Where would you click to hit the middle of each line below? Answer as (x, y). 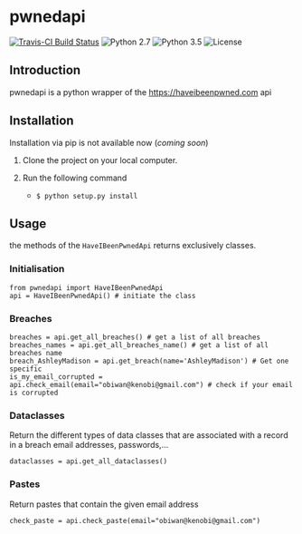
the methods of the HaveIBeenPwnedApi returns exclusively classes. (133, 246)
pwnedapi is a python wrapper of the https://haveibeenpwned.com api (141, 92)
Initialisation (37, 269)
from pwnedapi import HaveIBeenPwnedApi (87, 287)
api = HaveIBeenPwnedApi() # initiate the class (103, 296)
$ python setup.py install (87, 196)
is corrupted (34, 393)
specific (26, 369)
